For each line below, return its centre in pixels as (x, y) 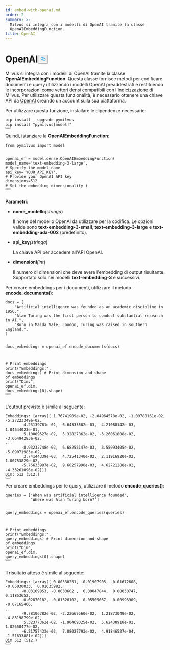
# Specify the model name (33, 168)
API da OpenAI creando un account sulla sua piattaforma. (66, 100)
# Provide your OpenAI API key (39, 177)
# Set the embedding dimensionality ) (46, 186)
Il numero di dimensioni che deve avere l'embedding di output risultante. (89, 272)
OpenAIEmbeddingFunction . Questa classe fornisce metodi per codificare (84, 79)
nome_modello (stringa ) (38, 211)
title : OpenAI (20, 34)
